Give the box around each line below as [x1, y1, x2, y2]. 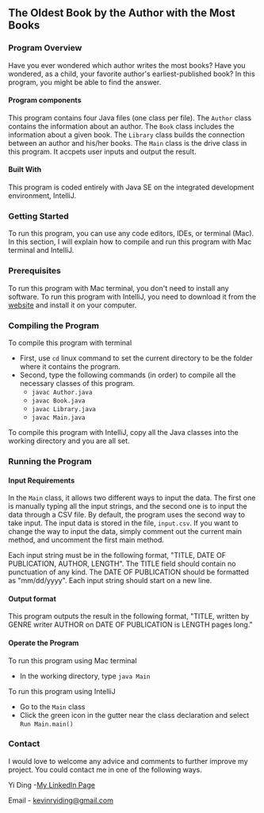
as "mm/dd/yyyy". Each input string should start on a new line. [8, 576, 212, 586]
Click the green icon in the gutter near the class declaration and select [19, 710, 250, 719]
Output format [8, 594, 57, 603]
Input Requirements [8, 475, 75, 485]
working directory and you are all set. [8, 436, 130, 445]
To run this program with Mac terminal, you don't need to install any [8, 283, 229, 292]
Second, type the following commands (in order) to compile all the [19, 370, 236, 380]
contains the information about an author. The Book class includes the [8, 121, 235, 131]
